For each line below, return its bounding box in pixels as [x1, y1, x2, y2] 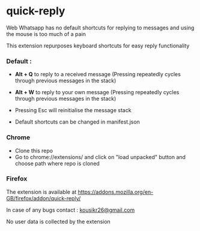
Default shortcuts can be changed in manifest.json [14, 118, 140, 125]
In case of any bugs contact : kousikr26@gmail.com [6, 206, 135, 214]
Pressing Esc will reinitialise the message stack [14, 107, 132, 114]
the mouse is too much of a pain [6, 30, 86, 37]
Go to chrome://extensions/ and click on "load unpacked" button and [14, 153, 186, 160]
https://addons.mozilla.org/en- [77, 188, 154, 196]
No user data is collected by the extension [6, 218, 111, 225]
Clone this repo [14, 147, 53, 154]
